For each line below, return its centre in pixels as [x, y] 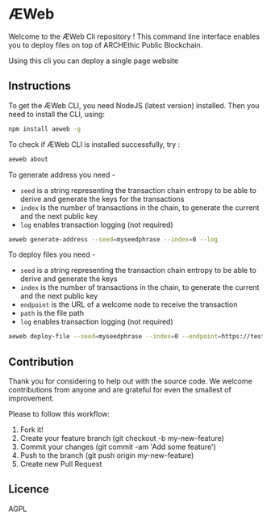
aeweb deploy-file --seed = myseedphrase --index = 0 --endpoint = [115, 337]
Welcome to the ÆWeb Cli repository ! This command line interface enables [134, 36]
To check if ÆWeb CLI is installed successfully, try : [94, 144]
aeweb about [28, 159]
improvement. [31, 398]
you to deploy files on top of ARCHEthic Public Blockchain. [106, 44]
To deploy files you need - [52, 254]
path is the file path [52, 313]
